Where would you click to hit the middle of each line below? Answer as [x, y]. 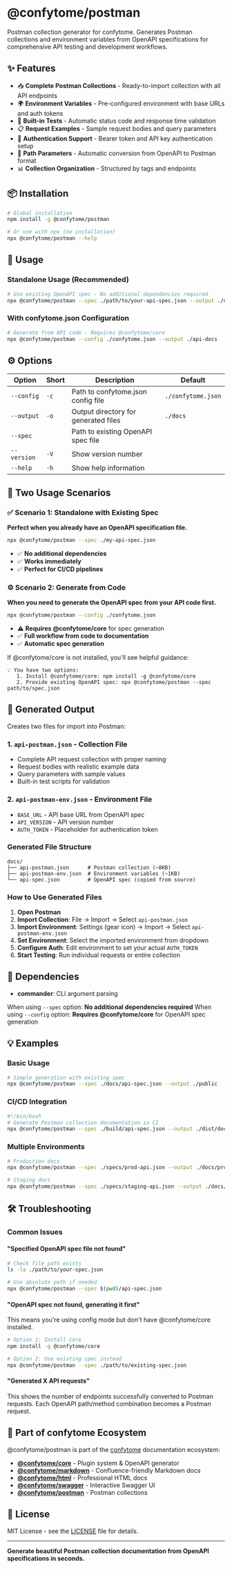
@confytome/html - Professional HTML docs [82, 1478]
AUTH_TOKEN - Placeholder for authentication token [88, 829]
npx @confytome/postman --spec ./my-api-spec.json [81, 541]
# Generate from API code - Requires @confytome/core [86, 333]
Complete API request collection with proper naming [91, 760]
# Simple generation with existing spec [66, 1078]
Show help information [108, 468]
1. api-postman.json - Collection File [67, 744]
